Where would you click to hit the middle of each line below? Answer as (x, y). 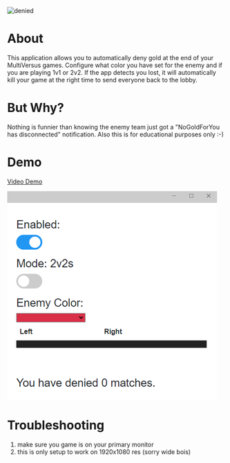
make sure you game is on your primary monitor (85, 444)
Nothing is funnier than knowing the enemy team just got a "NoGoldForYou (113, 127)
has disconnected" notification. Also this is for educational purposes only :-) (116, 134)
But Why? (36, 108)
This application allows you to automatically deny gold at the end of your (111, 57)
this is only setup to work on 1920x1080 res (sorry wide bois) (104, 452)
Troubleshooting (56, 425)
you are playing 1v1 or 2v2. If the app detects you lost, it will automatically (112, 72)
